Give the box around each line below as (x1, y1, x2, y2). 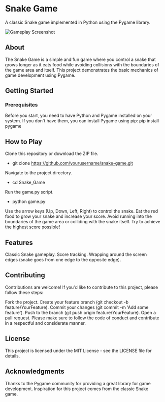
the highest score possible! (5, 224, 60, 230)
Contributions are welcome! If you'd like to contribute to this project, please (5, 284, 158, 290)
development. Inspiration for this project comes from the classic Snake (5, 386, 149, 392)
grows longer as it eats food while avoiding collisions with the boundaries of (5, 61, 159, 67)
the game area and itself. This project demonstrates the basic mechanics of (5, 67, 159, 73)
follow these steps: (5, 289, 43, 295)
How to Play (5, 137, 43, 146)
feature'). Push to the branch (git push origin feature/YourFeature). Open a (5, 309, 156, 315)
